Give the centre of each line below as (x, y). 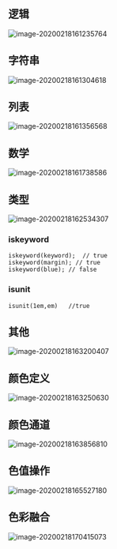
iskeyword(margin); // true (55, 263)
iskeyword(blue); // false (53, 270)
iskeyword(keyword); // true (58, 256)
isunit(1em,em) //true (49, 306)
